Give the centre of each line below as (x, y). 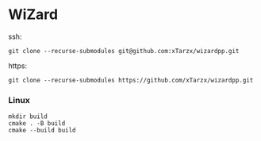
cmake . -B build (37, 124)
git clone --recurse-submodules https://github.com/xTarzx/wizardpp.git (131, 80)
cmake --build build (42, 131)
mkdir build (28, 116)
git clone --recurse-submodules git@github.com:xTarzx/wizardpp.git (124, 51)
